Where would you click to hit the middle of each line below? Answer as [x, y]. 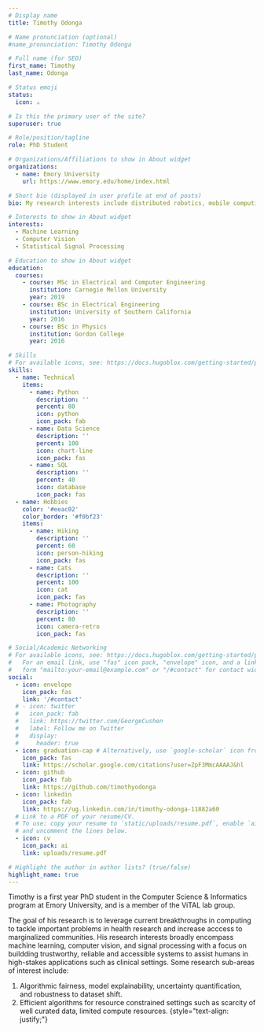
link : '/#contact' [52, 699]
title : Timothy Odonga [45, 23]
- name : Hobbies [42, 502]
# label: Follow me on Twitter [70, 729]
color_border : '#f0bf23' [63, 517]
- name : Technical [46, 377]
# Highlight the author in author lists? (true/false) [100, 867]
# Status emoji [33, 87]
